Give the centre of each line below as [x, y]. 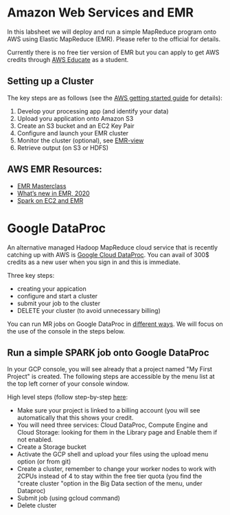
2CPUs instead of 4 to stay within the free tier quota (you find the [110, 476]
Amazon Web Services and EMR [101, 13]
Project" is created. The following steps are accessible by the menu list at [111, 377]
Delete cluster [37, 505]
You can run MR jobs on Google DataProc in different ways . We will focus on [115, 324]
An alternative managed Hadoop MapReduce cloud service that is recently [113, 247]
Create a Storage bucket [52, 447]
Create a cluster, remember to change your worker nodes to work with [116, 469]
